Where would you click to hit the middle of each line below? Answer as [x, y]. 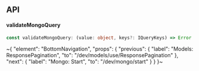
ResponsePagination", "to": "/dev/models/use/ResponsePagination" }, [92, 55]
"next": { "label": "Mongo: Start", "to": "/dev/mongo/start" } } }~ [85, 61]
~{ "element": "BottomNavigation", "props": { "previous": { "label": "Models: [100, 49]
